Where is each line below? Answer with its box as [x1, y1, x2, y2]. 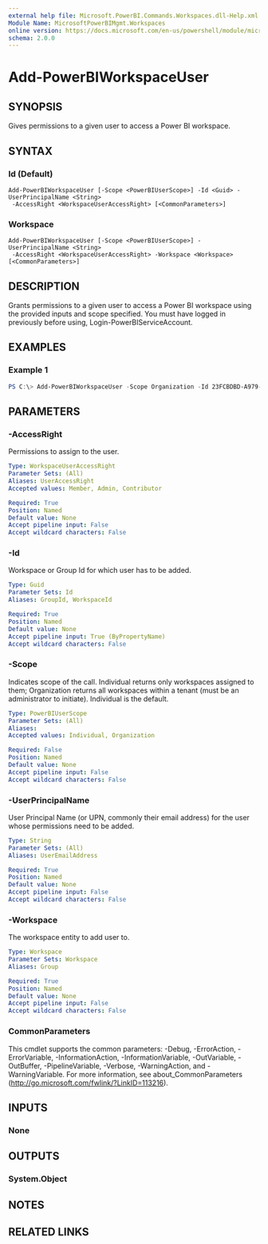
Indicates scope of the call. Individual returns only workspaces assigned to [8, 677, 254, 686]
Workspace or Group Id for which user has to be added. [8, 566, 191, 575]
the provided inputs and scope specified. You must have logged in [8, 309, 226, 319]
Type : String [8, 836, 52, 844]
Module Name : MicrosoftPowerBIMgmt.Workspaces [8, 19, 166, 27]
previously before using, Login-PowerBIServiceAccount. [8, 318, 193, 327]
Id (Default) [8, 168, 53, 180]
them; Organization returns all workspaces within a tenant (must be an [8, 685, 239, 695]
